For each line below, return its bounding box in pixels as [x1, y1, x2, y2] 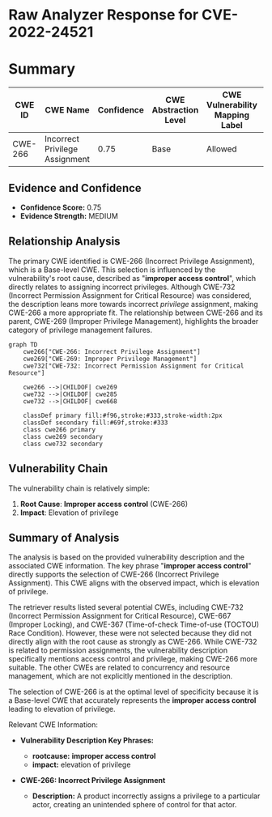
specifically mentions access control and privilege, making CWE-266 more [8, 654, 257, 664]
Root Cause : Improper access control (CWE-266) [19, 499, 189, 508]
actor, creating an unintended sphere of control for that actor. [32, 800, 237, 810]
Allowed [206, 143, 237, 155]
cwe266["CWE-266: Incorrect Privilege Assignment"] [23, 347, 201, 355]
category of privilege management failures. [8, 325, 152, 334]
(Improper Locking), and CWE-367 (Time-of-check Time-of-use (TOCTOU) [8, 619, 260, 629]
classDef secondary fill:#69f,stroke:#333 [23, 419, 168, 427]
